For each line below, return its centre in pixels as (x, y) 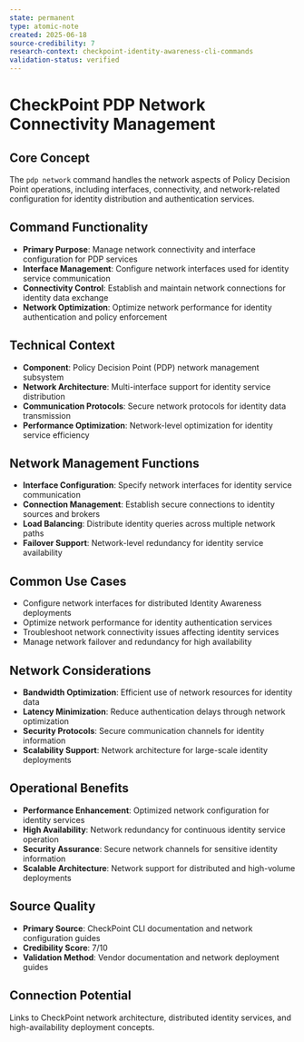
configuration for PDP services (80, 259)
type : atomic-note (44, 26)
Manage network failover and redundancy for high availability (137, 642)
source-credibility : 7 (52, 43)
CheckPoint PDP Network (108, 105)
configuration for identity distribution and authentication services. (132, 199)
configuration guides (61, 938)
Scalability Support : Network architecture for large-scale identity (145, 750)
